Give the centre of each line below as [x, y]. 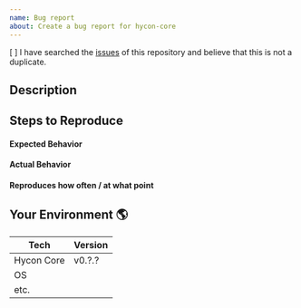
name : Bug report [42, 18]
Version [91, 245]
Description [43, 90]
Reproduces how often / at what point [82, 186]
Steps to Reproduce [67, 121]
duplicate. [28, 62]
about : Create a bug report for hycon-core [93, 26]
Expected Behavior [46, 144]
